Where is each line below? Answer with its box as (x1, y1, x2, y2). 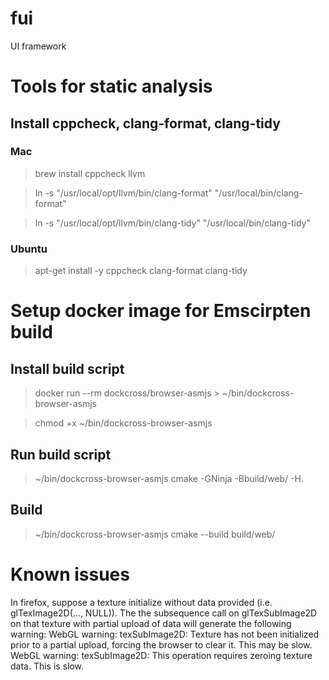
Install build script (10, 360, 125, 377)
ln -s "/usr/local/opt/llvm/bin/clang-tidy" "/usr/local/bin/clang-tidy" (34, 217, 311, 229)
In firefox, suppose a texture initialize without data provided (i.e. (10, 596, 273, 608)
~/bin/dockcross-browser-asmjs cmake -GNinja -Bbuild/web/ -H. (34, 472, 305, 484)
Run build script (10, 446, 112, 463)
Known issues (10, 563, 130, 586)
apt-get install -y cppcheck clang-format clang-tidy (34, 265, 248, 277)
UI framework (10, 40, 67, 52)
